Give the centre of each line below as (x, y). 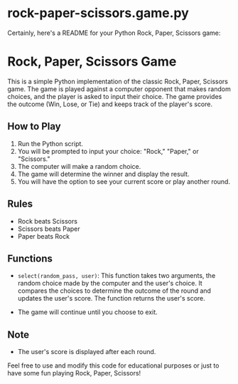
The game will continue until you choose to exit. (87, 312)
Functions (30, 258)
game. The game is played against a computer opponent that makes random (119, 89)
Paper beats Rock (43, 236)
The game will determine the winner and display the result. (103, 174)
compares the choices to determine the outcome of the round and (114, 291)
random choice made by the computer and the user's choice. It (110, 284)
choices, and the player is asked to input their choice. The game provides (115, 96)
